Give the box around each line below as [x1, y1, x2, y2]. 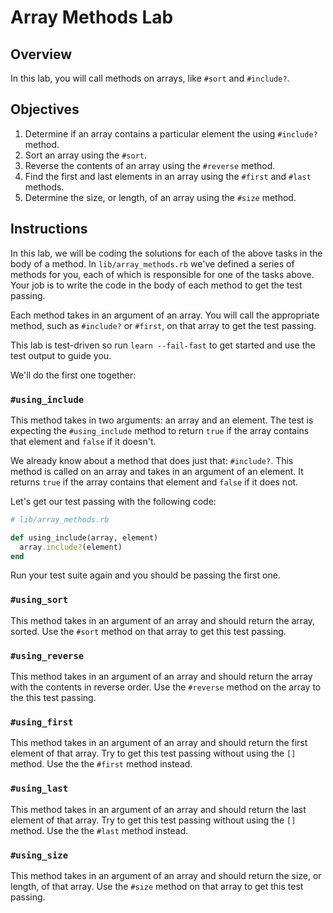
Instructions [10, 221, 88, 238]
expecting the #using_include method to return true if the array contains [10, 424, 310, 436]
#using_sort [10, 594, 69, 606]
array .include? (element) [19, 542, 123, 552]
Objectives [10, 101, 80, 118]
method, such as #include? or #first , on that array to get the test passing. [10, 319, 317, 331]
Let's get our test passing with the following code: [10, 495, 217, 507]
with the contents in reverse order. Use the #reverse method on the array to [10, 681, 322, 693]
